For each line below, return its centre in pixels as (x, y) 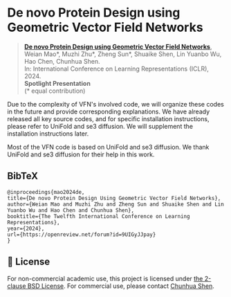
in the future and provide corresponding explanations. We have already (109, 111)
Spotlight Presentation (57, 83)
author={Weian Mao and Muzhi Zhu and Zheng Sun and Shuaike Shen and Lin (116, 204)
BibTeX (22, 176)
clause (17, 286)
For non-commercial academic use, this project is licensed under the (105, 278)
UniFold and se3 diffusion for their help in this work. (81, 154)
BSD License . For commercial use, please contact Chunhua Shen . (121, 286)
